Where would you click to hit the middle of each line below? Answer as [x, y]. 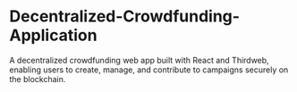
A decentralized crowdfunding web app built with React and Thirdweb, [140, 60]
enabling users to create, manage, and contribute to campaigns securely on [149, 70]
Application [53, 35]
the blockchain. [38, 79]
